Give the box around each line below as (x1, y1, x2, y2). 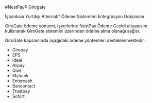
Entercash (12, 78, 33, 84)
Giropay (12, 47, 28, 52)
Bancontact (12, 83, 35, 89)
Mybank (12, 73, 29, 78)
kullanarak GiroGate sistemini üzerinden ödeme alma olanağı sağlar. (5, 28, 141, 34)
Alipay (12, 63, 25, 68)
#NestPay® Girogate (5, 4, 46, 10)
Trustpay (12, 88, 30, 94)
